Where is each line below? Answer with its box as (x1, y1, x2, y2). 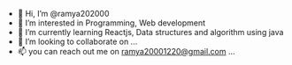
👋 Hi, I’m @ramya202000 (17, 9, 110, 18)
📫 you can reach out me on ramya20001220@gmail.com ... (17, 47, 236, 56)
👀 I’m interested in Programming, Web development (17, 18, 206, 28)
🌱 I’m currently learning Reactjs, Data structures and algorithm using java (17, 27, 284, 37)
